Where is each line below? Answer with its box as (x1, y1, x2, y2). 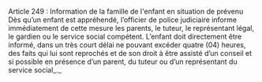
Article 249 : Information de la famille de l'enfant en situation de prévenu (8, 7, 244, 16)
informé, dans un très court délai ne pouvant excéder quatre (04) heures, (8, 40, 246, 50)
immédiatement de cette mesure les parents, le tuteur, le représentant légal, (8, 24, 255, 32)
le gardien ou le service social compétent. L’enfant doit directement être (8, 32, 242, 41)
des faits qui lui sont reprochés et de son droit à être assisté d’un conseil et (8, 49, 253, 58)
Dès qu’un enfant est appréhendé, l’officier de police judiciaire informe (8, 15, 238, 24)
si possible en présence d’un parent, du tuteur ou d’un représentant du (8, 57, 238, 66)
